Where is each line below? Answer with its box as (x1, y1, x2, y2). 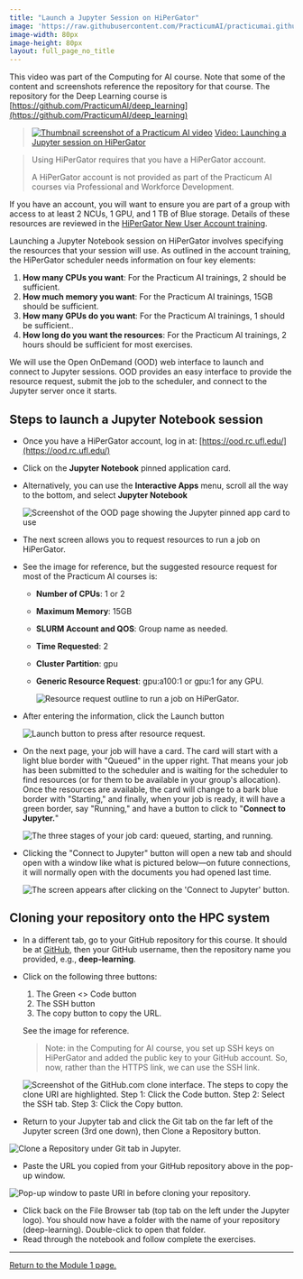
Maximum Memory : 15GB (35, 605, 133, 616)
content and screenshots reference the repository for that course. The (9, 81, 271, 92)
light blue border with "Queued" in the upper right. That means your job (22, 755, 289, 766)
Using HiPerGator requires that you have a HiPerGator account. (31, 154, 266, 165)
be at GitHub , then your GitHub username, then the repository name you (22, 943, 291, 954)
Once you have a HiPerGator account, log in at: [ (22, 435, 203, 446)
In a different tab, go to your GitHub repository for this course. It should (22, 934, 288, 945)
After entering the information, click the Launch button (22, 710, 225, 722)
